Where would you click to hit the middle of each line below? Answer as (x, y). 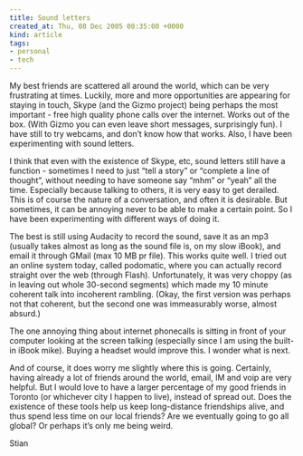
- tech (22, 60)
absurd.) (25, 313)
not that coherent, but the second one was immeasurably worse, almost (143, 304)
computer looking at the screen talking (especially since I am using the (141, 340)
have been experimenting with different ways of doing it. (114, 219)
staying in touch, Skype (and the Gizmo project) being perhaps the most (144, 105)
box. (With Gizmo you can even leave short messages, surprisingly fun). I (146, 124)
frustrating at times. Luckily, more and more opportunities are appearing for (150, 95)
